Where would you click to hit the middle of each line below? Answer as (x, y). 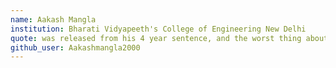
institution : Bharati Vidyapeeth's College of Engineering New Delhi (158, 29)
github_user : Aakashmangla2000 (75, 47)
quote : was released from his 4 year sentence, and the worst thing (156, 38)
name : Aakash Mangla (53, 19)
